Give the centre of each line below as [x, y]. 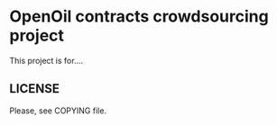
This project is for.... [46, 60]
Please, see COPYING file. [58, 111]
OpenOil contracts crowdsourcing [139, 17]
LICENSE [35, 89]
